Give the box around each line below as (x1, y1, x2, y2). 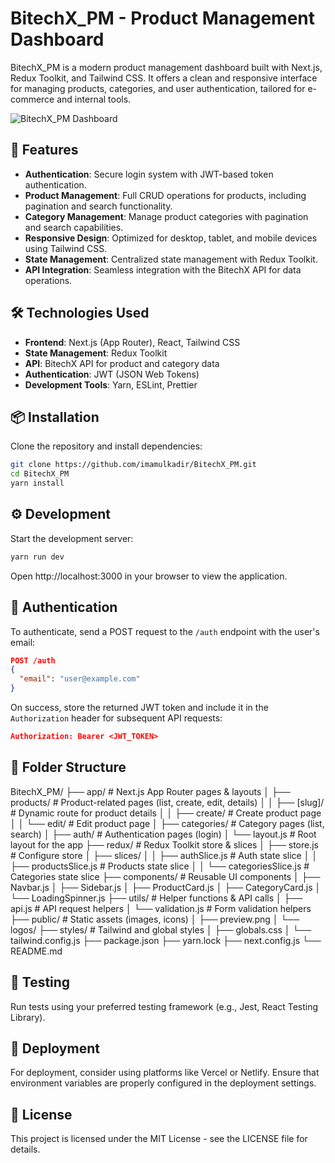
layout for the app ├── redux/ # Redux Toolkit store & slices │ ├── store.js (10, 838, 319, 851)
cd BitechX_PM (10, 469, 70, 479)
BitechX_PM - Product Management (10, 7, 316, 30)
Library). (10, 1011, 46, 1023)
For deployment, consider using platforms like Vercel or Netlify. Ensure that (10, 1067, 320, 1079)
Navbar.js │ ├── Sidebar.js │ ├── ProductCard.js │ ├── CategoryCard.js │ (10, 881, 322, 893)
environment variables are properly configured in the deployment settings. (10, 1077, 317, 1089)
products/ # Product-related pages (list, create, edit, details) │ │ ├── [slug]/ (10, 796, 325, 808)
